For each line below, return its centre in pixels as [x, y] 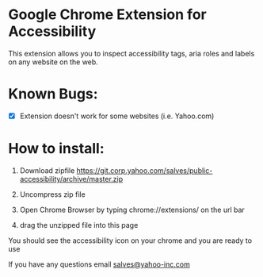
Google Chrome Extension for [108, 15]
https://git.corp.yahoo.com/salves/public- [145, 170]
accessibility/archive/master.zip [71, 179]
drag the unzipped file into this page [79, 225]
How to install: [56, 149]
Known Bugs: [53, 94]
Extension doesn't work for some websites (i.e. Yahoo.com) [117, 116]
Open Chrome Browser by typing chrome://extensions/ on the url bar [132, 210]
